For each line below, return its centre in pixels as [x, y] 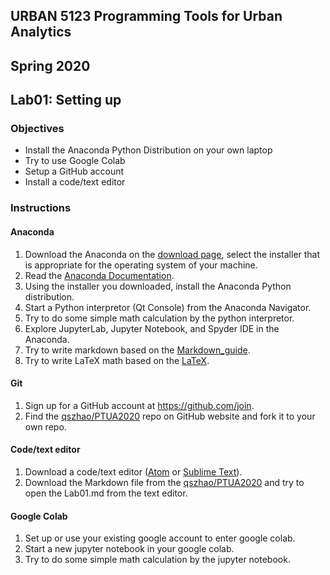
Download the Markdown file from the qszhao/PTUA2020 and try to [164, 482]
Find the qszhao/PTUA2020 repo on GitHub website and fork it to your [170, 416]
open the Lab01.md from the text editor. [106, 493]
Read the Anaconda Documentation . [99, 275]
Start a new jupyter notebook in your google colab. [129, 549]
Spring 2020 [50, 65]
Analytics [41, 32]
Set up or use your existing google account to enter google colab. [160, 538]
